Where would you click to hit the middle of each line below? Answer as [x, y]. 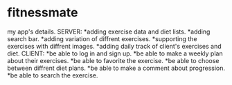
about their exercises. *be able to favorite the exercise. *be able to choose [113, 60]
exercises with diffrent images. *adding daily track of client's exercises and [114, 46]
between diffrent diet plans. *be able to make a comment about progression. [116, 68]
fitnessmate [43, 13]
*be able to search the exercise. [53, 75]
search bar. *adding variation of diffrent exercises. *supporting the [102, 38]
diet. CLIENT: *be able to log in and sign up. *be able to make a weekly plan [115, 53]
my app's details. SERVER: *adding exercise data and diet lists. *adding [109, 32]
